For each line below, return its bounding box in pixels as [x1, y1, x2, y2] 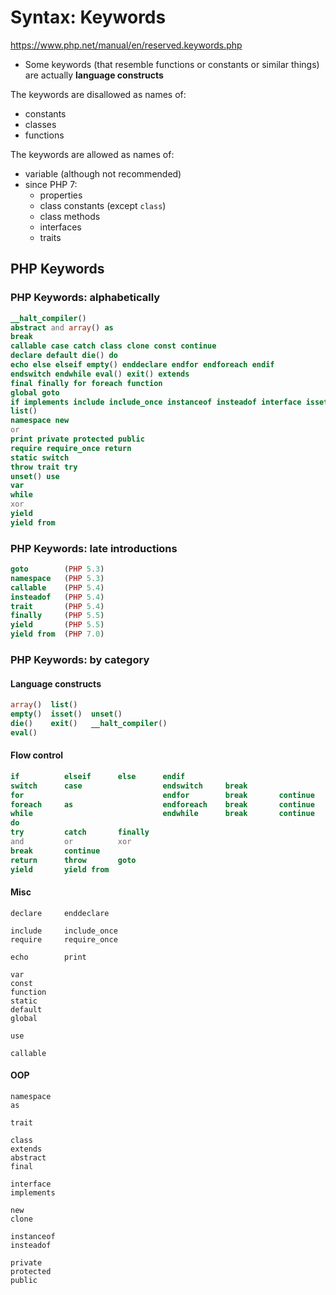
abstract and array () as [10, 322, 114, 333]
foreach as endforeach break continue [10, 799, 315, 810]
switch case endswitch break [10, 781, 248, 791]
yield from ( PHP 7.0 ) [10, 629, 105, 640]
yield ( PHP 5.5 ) [10, 620, 105, 630]
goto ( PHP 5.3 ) [10, 564, 105, 575]
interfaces [39, 221, 82, 233]
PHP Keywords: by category [10, 652, 150, 666]
